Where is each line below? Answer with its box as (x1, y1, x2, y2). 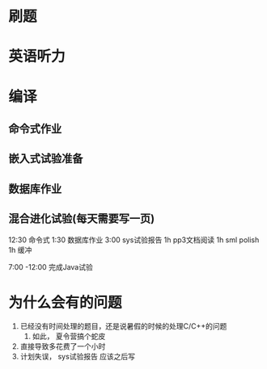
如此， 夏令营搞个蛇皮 (32, 332, 106, 342)
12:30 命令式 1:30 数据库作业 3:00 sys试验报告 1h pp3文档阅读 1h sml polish (8, 235, 260, 245)
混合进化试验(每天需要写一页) (8, 212, 155, 226)
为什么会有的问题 (8, 293, 123, 312)
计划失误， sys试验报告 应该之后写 (19, 352, 136, 362)
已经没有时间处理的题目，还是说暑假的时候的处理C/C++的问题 (19, 321, 227, 331)
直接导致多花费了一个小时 (19, 342, 106, 351)
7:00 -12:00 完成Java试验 (8, 262, 93, 271)
